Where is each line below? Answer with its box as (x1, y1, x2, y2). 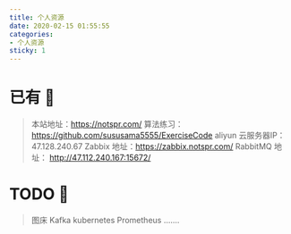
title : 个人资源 (9, 13, 64, 22)
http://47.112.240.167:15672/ (48, 153, 151, 163)
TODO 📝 (9, 184, 70, 205)
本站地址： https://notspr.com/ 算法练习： (30, 119, 184, 130)
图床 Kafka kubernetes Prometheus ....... (30, 215, 180, 225)
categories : (9, 29, 54, 38)
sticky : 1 (9, 46, 47, 55)
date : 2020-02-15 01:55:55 (9, 21, 110, 30)
